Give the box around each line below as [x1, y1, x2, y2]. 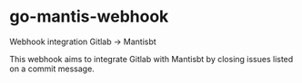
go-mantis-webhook [9, 6, 169, 27]
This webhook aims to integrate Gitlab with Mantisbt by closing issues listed [9, 53, 294, 64]
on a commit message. [9, 63, 96, 74]
